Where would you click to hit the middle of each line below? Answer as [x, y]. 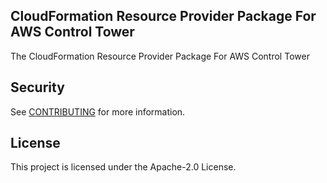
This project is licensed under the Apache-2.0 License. [123, 167]
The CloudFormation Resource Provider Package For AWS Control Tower [160, 56]
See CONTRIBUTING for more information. [98, 111]
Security [37, 87]
